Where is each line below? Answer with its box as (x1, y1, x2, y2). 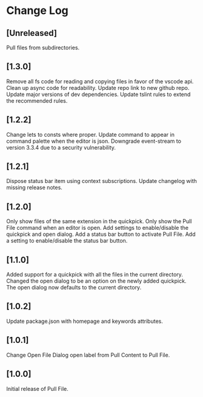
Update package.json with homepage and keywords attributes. (6, 317, 164, 325)
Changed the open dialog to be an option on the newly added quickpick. (6, 277, 187, 285)
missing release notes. (6, 184, 62, 192)
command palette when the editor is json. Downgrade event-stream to (6, 137, 182, 145)
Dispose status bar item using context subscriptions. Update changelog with (6, 178, 197, 185)
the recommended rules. (6, 97, 68, 104)
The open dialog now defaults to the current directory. (6, 284, 142, 291)
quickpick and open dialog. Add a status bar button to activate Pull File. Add (6, 230, 196, 238)
